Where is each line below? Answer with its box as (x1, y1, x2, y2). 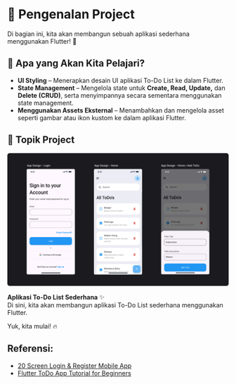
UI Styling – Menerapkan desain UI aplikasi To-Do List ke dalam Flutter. (17, 76, 223, 84)
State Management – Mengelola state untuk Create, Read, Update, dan (17, 84, 226, 92)
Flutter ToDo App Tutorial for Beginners (17, 369, 131, 377)
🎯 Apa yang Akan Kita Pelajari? (7, 58, 145, 70)
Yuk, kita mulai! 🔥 (7, 321, 58, 330)
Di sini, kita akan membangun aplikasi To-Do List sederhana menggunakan (7, 300, 223, 309)
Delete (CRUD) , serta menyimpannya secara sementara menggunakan (17, 91, 223, 99)
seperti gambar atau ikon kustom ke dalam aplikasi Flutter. (17, 113, 186, 122)
